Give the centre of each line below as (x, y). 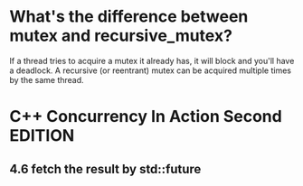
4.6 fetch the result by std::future (105, 169)
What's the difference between (129, 17)
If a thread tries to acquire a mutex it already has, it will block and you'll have (152, 60)
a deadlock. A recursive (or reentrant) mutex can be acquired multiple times (151, 70)
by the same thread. (47, 79)
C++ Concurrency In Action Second (146, 117)
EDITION (42, 136)
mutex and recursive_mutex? (121, 36)
